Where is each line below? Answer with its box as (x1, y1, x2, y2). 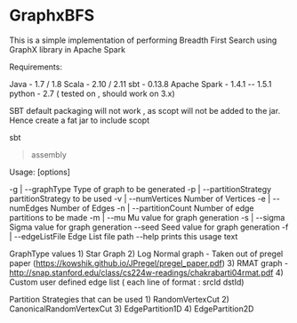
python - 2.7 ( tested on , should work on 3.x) (9, 88, 175, 99)
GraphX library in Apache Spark (9, 44, 126, 54)
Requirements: (9, 61, 62, 72)
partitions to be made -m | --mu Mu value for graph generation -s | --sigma (9, 212, 285, 222)
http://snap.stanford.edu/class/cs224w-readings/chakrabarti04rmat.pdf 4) (9, 267, 285, 278)
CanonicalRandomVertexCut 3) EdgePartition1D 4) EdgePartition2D (9, 303, 254, 314)
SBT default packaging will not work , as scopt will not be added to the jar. (9, 105, 281, 116)
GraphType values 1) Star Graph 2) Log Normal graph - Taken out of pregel (9, 248, 284, 259)
